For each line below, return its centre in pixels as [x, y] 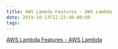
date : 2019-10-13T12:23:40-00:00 [48, 17]
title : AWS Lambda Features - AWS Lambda [59, 12]
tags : [13, 23]
